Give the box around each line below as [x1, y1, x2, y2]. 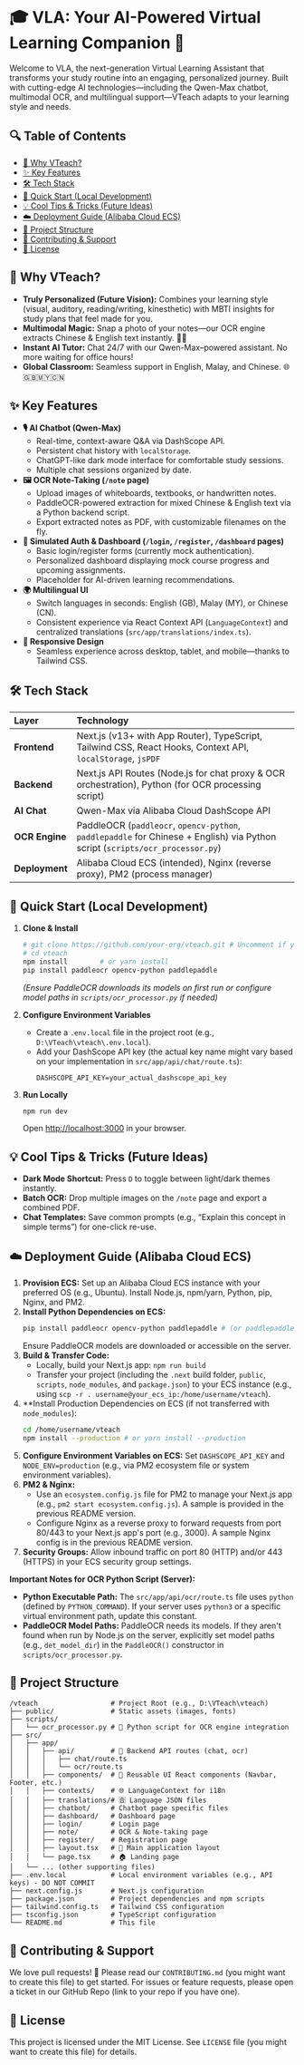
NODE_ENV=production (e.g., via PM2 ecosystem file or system [22, 1459, 250, 1470]
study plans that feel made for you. [22, 313, 154, 324]
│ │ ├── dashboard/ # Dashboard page [9, 1812, 176, 1821]
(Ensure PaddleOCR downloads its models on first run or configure [22, 982, 272, 993]
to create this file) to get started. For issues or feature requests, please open [9, 1977, 294, 1988]
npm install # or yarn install [22, 957, 169, 966]
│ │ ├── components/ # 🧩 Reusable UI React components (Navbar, [9, 1770, 278, 1779]
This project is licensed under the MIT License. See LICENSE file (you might [9, 2037, 287, 2048]
